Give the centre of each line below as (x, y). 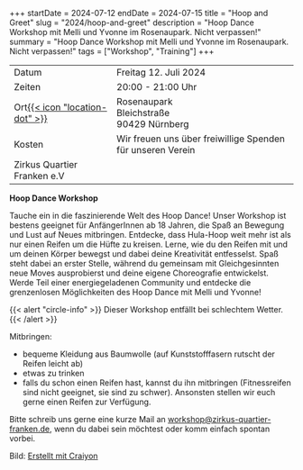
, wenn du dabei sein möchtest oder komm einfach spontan (160, 429)
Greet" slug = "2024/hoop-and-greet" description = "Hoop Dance (132, 23)
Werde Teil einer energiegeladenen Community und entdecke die (130, 282)
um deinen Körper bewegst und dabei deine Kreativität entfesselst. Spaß (144, 254)
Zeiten (28, 87)
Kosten (29, 145)
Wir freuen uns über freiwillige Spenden (201, 139)
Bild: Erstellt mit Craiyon (54, 456)
